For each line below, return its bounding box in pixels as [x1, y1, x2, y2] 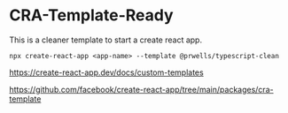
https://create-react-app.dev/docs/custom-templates [9, 67, 204, 78]
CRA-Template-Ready [9, 5, 175, 26]
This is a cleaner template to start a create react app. [9, 34, 202, 45]
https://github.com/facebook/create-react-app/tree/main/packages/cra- [9, 84, 274, 94]
